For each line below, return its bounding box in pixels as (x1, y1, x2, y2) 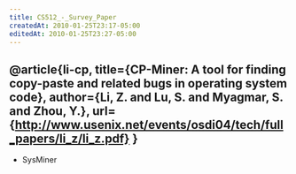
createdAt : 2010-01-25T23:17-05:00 (9, 21, 141, 30)
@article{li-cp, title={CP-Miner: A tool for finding (9, 62, 286, 77)
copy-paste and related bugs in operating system (9, 76, 288, 91)
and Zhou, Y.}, (9, 103, 90, 118)
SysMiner (21, 155, 58, 165)
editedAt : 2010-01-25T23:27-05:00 (9, 29, 137, 38)
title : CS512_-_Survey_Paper (9, 12, 117, 22)
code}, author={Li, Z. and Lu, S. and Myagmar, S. (9, 89, 284, 104)
